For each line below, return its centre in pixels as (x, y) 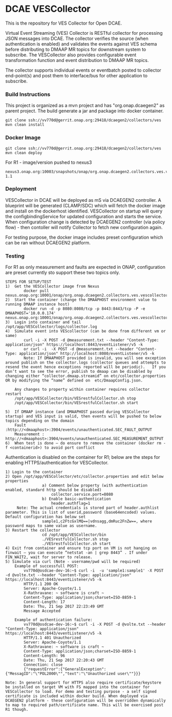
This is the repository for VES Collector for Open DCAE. (63, 23)
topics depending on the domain (40, 421)
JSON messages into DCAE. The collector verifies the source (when (77, 38)
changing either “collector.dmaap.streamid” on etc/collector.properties (86, 376)
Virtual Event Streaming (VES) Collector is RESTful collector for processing (84, 33)
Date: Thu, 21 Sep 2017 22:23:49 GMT (64, 607)
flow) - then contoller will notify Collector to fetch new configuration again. (84, 227)
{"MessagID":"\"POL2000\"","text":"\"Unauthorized (60, 674)
